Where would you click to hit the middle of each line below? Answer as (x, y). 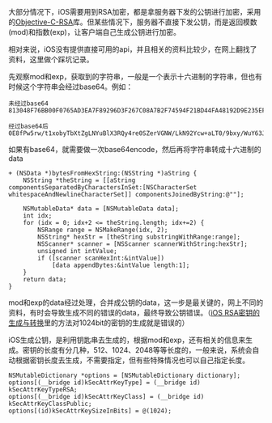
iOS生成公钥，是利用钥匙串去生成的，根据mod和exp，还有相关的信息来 (127, 340)
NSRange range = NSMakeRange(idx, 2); (103, 230)
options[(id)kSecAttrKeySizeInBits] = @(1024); (90, 411)
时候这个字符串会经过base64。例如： (71, 87)
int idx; (38, 216)
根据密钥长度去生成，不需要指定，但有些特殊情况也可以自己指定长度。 (132, 360)
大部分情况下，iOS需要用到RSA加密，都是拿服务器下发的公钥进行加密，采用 (135, 12)
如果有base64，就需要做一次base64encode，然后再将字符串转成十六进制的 (135, 149)
